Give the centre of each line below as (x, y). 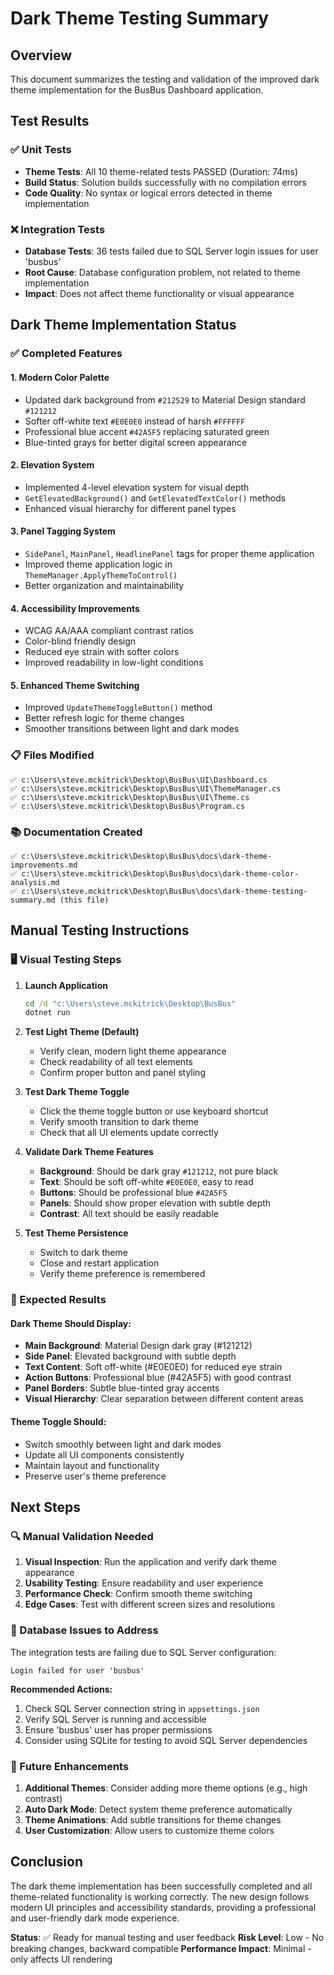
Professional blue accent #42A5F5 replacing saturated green (147, 431)
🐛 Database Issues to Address (84, 1630)
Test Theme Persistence (76, 1233)
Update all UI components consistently (104, 1454)
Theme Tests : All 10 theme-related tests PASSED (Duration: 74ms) (161, 171)
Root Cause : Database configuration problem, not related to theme (162, 272)
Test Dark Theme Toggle (77, 1092)
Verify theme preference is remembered (122, 1274)
